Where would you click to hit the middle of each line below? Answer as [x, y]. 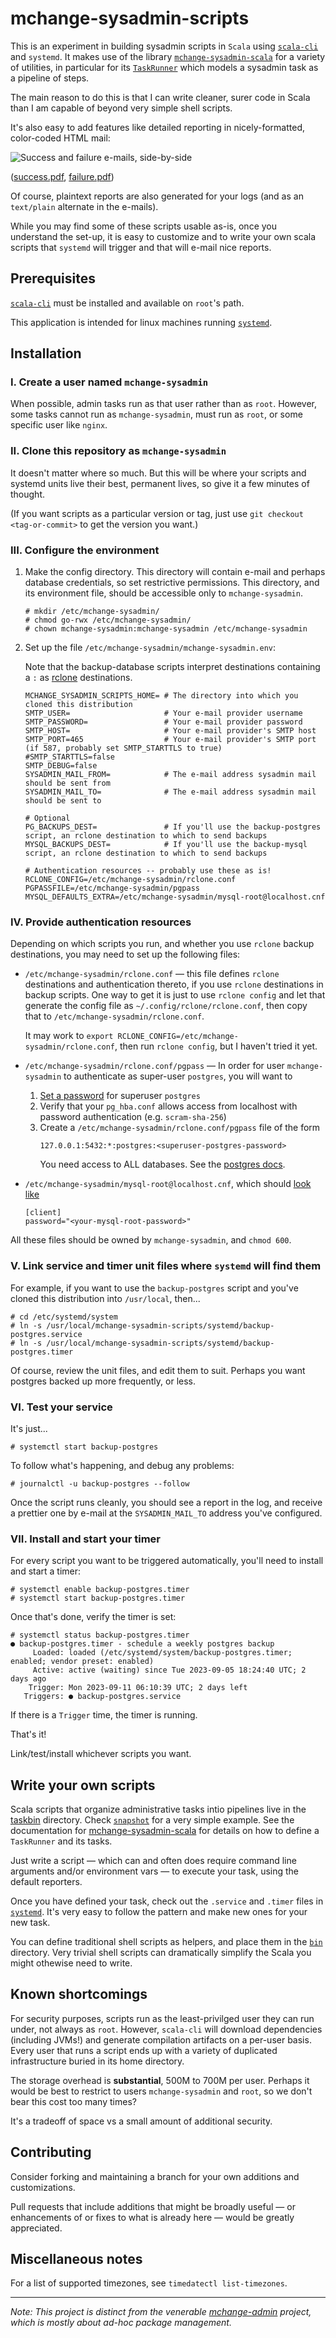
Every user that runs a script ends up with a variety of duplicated [144, 2050]
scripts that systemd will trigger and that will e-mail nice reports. [141, 247]
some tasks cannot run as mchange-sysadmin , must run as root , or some [156, 414]
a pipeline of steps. [50, 78]
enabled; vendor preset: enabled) [82, 1662]
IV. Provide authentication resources [101, 922]
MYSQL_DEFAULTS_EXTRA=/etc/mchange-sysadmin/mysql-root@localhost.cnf [175, 897]
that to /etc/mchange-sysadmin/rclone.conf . [114, 1016]
